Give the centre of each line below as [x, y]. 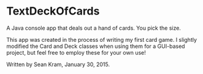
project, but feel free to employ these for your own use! [76, 52]
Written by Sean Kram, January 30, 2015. [58, 64]
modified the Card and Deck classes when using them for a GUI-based [96, 46]
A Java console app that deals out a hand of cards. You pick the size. [94, 28]
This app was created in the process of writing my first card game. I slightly [102, 39]
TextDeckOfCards [53, 11]
